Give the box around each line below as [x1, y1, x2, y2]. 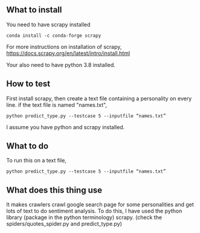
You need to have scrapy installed [6, 21, 91, 28]
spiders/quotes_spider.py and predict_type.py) [6, 220, 123, 228]
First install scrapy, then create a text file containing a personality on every [6, 95, 192, 102]
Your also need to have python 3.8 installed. [6, 61, 116, 68]
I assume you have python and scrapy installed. [6, 123, 125, 130]
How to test [6, 78, 50, 89]
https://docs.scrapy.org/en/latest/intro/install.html [6, 49, 131, 57]
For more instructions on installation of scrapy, [6, 43, 122, 50]
